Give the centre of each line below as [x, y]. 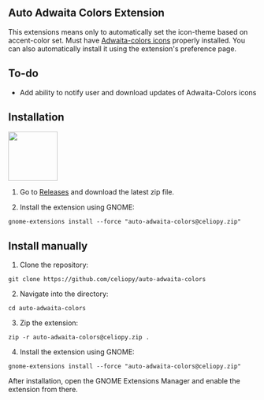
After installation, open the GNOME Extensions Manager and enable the [124, 381]
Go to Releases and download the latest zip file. [97, 192]
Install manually [48, 246]
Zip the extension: [49, 323]
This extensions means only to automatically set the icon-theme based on [128, 31]
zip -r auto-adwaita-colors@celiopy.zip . [79, 338]
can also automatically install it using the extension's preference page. [123, 48]
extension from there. [43, 390]
